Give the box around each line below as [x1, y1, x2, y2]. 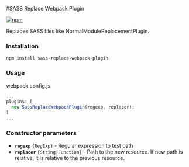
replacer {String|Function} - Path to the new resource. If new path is [14, 148, 183, 155]
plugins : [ [6, 99, 33, 105]
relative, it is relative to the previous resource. [14, 155, 125, 162]
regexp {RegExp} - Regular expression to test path [14, 142, 133, 149]
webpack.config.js [6, 82, 51, 89]
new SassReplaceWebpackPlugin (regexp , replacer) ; [11, 105, 135, 110]
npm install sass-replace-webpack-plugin [6, 55, 109, 61]
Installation [6, 42, 39, 50]
